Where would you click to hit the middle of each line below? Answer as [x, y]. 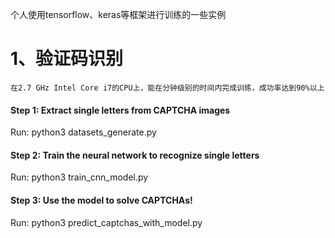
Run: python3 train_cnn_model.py [79, 177]
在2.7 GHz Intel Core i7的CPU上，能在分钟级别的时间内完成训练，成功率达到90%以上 [167, 88]
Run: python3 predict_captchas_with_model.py [106, 222]
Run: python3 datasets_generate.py [83, 132]
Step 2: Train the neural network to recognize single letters [135, 155]
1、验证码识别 [67, 59]
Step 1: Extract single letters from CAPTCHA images [120, 110]
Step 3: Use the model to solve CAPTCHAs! [101, 200]
